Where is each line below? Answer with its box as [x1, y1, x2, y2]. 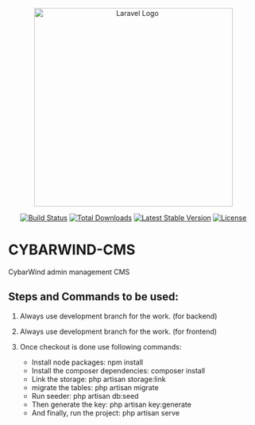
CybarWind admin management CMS [8, 267, 130, 276]
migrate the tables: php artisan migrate [31, 382, 159, 392]
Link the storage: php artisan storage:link [31, 374, 166, 384]
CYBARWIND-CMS [8, 241, 136, 259]
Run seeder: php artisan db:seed [31, 391, 139, 400]
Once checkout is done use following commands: [19, 342, 182, 351]
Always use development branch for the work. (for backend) [19, 311, 218, 321]
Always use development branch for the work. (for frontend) [19, 326, 217, 336]
